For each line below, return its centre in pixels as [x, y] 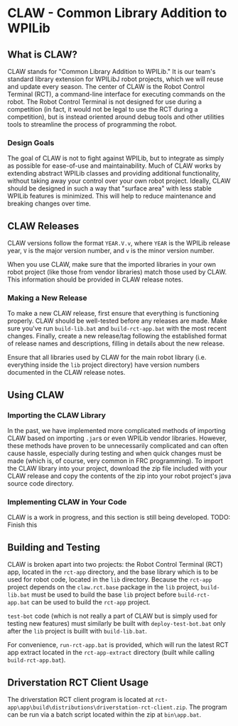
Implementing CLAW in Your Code [67, 502]
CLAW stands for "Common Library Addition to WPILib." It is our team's [112, 71]
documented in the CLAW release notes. [66, 373]
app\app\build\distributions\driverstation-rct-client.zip [97, 708]
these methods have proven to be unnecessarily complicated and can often [118, 446]
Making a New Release [47, 298]
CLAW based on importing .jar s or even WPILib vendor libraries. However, [117, 438]
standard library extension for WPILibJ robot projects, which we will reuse [115, 79]
